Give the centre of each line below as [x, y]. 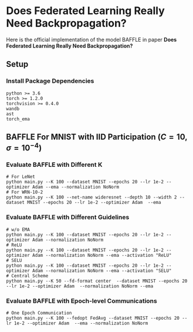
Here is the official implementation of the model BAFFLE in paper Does [92, 39]
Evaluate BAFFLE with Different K [54, 165]
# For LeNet [21, 177]
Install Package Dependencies [50, 81]
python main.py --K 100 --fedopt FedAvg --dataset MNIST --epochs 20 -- [97, 318]
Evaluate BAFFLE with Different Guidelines [68, 217]
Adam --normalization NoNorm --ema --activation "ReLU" [102, 255]
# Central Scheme [27, 276]
